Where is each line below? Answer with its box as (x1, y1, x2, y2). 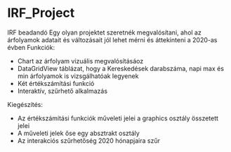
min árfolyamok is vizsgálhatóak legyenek (17, 72, 139, 80)
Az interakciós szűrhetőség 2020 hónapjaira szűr (17, 136, 160, 145)
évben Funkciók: (7, 43, 55, 51)
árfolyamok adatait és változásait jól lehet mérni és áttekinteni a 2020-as (7, 35, 218, 44)
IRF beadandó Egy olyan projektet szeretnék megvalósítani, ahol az (7, 28, 202, 37)
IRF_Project (7, 5, 75, 21)
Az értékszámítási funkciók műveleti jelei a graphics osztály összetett (17, 114, 219, 122)
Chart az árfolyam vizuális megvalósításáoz (17, 56, 144, 65)
